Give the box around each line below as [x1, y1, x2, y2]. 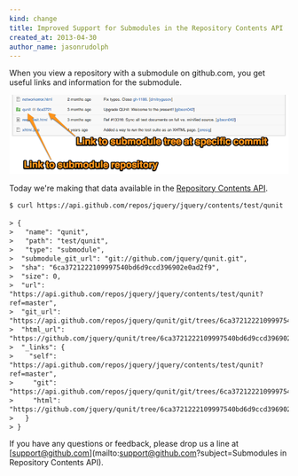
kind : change [9, 14, 58, 23]
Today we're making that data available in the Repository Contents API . [9, 183, 269, 193]
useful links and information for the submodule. [9, 77, 183, 88]
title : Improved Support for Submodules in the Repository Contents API [9, 23, 284, 33]
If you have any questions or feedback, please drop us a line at [9, 438, 239, 449]
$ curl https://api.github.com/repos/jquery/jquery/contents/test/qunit [9, 200, 284, 210]
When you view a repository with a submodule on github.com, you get [9, 67, 266, 79]
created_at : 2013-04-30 [9, 33, 98, 42]
